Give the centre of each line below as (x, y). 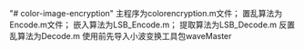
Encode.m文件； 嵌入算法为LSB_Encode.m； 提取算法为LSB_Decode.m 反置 (152, 25)
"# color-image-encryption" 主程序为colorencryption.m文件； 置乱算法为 (146, 13)
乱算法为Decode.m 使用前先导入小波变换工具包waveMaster (121, 36)
